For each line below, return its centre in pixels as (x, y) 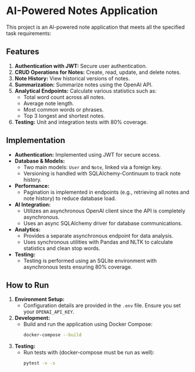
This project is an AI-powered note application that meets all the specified (95, 27)
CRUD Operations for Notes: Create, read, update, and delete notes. (97, 72)
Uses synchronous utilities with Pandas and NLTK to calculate (98, 242)
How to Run (28, 285)
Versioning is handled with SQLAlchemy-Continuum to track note (102, 173)
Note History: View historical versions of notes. (72, 78)
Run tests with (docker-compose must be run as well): (89, 353)
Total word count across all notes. (64, 97)
